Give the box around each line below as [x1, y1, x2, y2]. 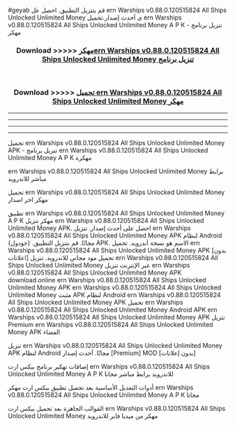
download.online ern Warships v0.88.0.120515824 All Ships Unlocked [8, 275, 206, 284]
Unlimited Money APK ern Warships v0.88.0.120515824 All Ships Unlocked [8, 283, 222, 291]
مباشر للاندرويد [8, 174, 47, 182]
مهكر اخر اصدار [8, 195, 48, 203]
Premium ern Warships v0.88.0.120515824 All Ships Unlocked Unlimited [8, 320, 213, 328]
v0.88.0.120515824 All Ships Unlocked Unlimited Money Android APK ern [8, 305, 218, 314]
